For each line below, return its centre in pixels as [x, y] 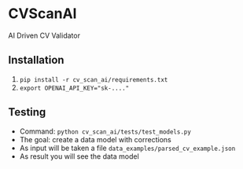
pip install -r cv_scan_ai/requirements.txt [94, 79]
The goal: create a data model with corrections [95, 139]
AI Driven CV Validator [44, 35]
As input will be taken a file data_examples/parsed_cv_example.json [127, 148]
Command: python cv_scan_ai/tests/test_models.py [105, 131]
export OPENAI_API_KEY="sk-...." [74, 88]
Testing [27, 112]
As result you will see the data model [79, 156]
